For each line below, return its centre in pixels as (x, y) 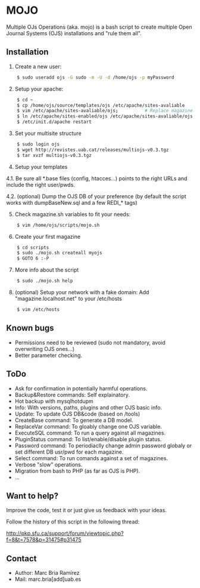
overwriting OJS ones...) (45, 349)
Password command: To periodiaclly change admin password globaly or (103, 445)
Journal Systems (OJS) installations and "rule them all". (74, 33)
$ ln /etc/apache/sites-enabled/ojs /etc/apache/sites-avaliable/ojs (105, 116)
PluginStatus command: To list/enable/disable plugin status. (88, 439)
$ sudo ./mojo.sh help (45, 281)
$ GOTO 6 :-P (33, 258)
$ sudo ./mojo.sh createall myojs (60, 253)
